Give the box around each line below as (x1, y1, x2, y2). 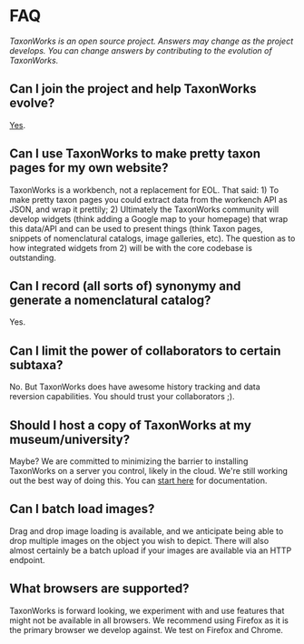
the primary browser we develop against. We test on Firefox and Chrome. (9, 624, 284, 635)
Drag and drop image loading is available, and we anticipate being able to (9, 525, 284, 537)
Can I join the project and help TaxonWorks (9, 81, 257, 96)
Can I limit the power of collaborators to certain (9, 343, 281, 358)
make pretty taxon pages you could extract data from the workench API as (9, 194, 288, 205)
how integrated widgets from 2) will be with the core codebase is (9, 242, 252, 253)
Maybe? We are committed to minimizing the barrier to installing (9, 456, 249, 467)
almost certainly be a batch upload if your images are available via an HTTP (9, 545, 292, 556)
